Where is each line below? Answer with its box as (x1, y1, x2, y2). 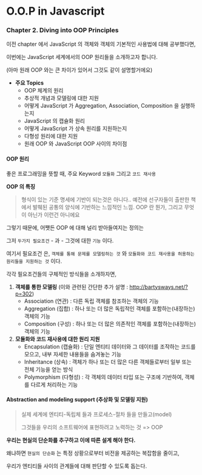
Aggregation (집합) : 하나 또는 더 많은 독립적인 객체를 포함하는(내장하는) (24, 305, 195, 312)
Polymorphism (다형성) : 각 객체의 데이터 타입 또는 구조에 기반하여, (24, 373, 184, 381)
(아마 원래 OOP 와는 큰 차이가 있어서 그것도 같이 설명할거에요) (6, 66, 153, 74)
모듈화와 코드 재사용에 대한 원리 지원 (15, 335, 100, 342)
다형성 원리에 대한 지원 (24, 133, 78, 140)
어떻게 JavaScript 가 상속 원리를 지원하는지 (24, 125, 127, 132)
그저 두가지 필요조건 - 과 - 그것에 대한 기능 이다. (6, 237, 114, 244)
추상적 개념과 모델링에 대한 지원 (24, 94, 99, 102)
